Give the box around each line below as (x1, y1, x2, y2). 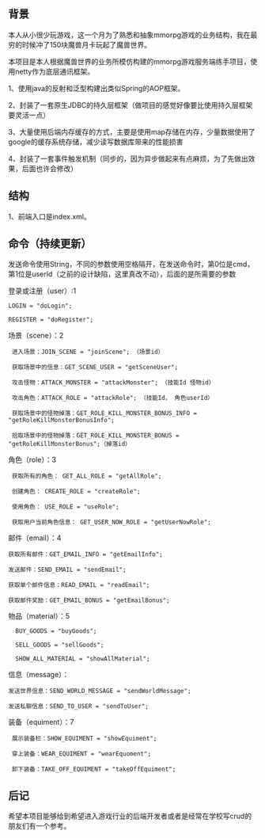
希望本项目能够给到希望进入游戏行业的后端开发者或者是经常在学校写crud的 (8, 811, 252, 821)
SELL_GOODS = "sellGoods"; (15, 641, 104, 649)
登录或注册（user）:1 (8, 286, 77, 295)
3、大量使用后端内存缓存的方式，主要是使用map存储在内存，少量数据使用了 (8, 127, 256, 136)
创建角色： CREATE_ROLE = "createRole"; (11, 488, 141, 496)
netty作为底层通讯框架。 (14, 67, 95, 76)
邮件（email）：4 (8, 533, 62, 543)
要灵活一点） (8, 110, 50, 120)
